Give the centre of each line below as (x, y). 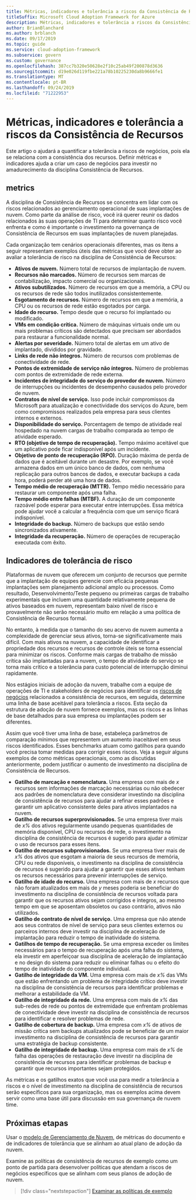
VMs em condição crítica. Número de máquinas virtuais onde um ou (97, 324)
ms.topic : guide (26, 45)
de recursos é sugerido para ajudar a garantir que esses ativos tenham (99, 869)
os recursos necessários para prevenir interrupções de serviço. (91, 875)
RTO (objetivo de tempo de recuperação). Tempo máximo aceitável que (101, 442)
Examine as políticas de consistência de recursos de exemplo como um (92, 1161)
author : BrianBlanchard (35, 28)
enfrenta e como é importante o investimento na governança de (83, 227)
